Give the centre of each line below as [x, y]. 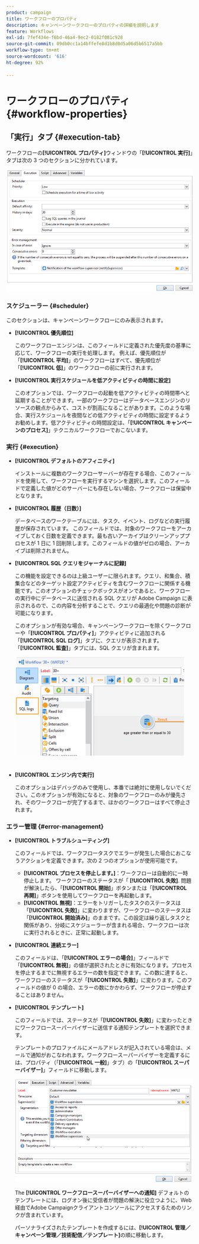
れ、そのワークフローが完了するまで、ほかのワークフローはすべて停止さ [102, 802]
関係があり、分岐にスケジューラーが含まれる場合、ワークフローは [104, 925]
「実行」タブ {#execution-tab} [63, 137]
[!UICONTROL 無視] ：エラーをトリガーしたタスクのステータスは [102, 903]
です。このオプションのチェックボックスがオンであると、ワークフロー [105, 591]
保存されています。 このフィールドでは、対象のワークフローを [101, 528]
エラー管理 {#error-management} [55, 827]
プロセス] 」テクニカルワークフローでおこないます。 [88, 430]
